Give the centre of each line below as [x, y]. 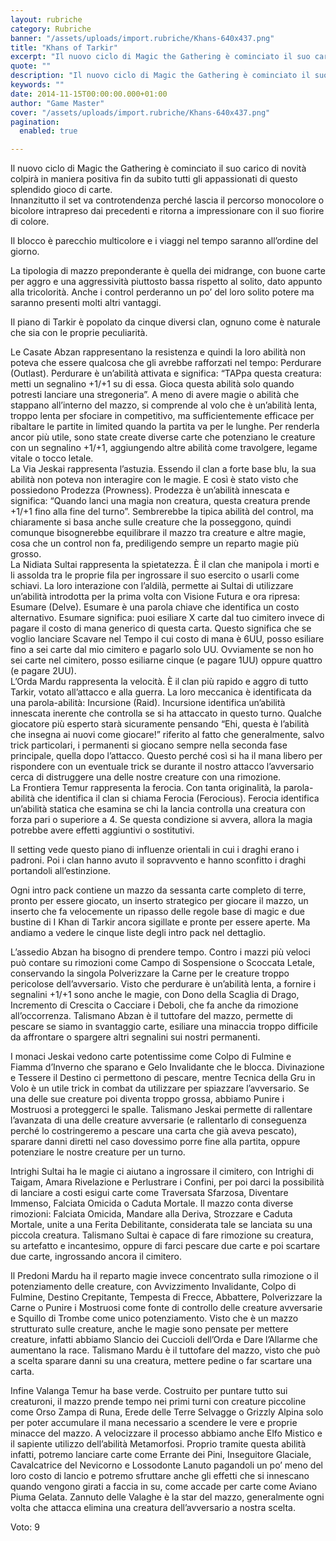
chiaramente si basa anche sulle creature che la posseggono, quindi [151, 522]
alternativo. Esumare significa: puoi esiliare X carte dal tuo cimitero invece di [167, 618]
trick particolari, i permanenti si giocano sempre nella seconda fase [149, 745]
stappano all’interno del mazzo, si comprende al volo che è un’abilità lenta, [164, 405]
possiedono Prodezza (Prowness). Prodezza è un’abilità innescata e [150, 490]
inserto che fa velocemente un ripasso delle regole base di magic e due [157, 912]
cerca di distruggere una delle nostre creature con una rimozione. [146, 777]
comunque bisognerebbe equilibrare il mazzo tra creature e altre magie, [158, 533]
